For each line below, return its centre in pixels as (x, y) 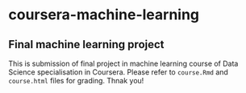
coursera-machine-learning (104, 15)
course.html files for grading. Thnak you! (76, 81)
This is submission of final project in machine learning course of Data (123, 63)
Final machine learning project (86, 44)
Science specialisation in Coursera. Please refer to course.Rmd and (118, 72)
